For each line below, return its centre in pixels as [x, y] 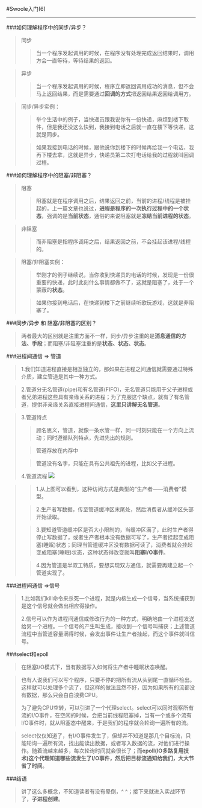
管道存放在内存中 [57, 450]
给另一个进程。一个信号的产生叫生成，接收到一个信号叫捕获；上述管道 [108, 626]
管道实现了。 [52, 573]
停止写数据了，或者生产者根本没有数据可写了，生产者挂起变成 [112, 537]
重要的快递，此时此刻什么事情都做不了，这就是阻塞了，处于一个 [115, 282]
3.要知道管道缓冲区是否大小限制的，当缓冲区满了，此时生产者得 [115, 530]
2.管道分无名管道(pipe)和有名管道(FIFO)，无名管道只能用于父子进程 [104, 389]
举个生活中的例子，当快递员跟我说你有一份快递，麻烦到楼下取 [112, 119]
